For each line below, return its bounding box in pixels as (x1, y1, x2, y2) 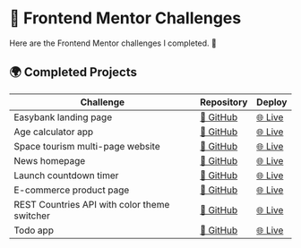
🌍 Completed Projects (9, 64, 137, 80)
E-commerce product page (13, 184, 130, 196)
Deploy (256, 96, 288, 108)
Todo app (13, 224, 54, 236)
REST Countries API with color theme (13, 198, 170, 210)
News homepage (13, 154, 86, 167)
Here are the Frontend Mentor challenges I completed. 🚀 (9, 38, 217, 48)
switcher (13, 210, 51, 222)
